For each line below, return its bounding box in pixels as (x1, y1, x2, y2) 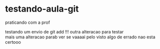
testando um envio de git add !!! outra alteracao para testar (5, 29, 124, 34)
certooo (5, 39, 21, 45)
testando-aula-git (5, 3, 79, 15)
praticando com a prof (5, 19, 50, 25)
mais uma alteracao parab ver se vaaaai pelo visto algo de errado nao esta (5, 34, 156, 40)
